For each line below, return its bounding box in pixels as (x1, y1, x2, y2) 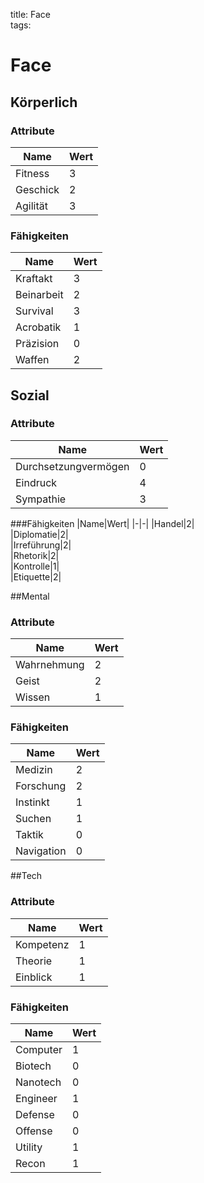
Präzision (15, 337, 60, 351)
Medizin (15, 763, 53, 777)
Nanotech (15, 1075, 62, 1089)
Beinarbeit (15, 288, 64, 302)
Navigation (15, 844, 67, 858)
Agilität (15, 199, 49, 213)
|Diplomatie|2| (10, 528, 69, 540)
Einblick (15, 970, 53, 984)
